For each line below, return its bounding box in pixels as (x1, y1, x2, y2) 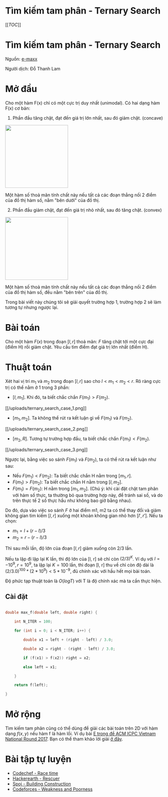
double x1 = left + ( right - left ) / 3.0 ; (23, 637, 113, 643)
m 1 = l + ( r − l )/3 (12, 528, 46, 535)
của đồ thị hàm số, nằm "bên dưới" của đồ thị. (5, 197, 100, 203)
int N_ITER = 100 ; (14, 619, 53, 624)
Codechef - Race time (12, 770, 59, 776)
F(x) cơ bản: (5, 105, 31, 111)
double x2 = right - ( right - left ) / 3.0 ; (23, 646, 115, 651)
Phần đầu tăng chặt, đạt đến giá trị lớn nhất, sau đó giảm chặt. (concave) (12, 115, 163, 121)
